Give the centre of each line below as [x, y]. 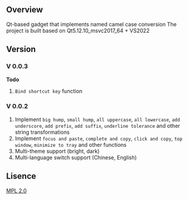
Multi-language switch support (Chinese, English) [76, 157]
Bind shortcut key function [48, 91]
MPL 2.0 [16, 190]
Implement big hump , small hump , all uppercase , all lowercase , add [97, 119]
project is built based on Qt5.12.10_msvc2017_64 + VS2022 [78, 30]
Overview [25, 10]
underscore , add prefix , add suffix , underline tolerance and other [97, 125]
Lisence [21, 176]
